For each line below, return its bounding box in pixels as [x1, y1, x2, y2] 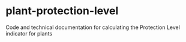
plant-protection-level [5, 4, 119, 18]
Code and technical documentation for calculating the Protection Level [5, 24, 181, 31]
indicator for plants [5, 30, 52, 37]
